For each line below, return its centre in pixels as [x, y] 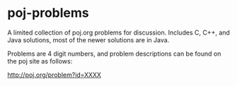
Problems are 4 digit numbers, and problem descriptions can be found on [114, 54]
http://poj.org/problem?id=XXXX [54, 75]
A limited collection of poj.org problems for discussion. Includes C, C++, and [118, 32]
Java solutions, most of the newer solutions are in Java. [88, 39]
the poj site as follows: [40, 61]
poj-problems [48, 13]
